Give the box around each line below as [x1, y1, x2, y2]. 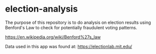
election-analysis [5, 3, 78, 15]
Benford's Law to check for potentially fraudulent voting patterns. [5, 24, 137, 30]
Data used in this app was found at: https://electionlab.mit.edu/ [5, 43, 132, 49]
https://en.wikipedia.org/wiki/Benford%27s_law [5, 34, 101, 40]
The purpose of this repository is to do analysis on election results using [5, 19, 151, 25]
